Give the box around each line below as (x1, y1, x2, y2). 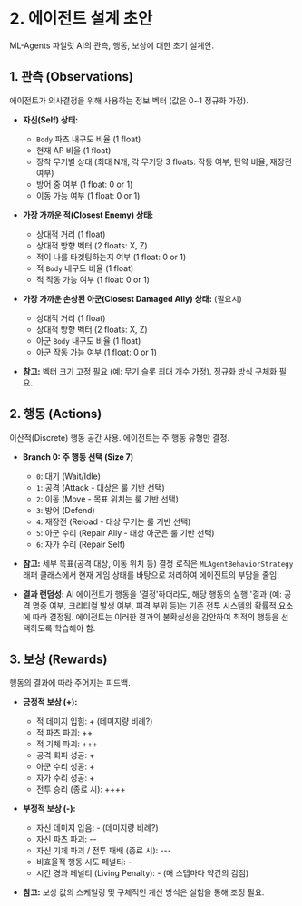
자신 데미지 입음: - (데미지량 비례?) (35, 823, 159, 833)
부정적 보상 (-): (22, 804, 76, 814)
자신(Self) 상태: (22, 114, 79, 125)
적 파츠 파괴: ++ (35, 727, 93, 738)
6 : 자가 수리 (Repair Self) (35, 539, 126, 550)
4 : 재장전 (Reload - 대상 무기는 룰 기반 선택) (35, 516, 191, 527)
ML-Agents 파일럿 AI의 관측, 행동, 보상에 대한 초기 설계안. (9, 40, 215, 51)
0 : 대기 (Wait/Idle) (35, 471, 102, 482)
